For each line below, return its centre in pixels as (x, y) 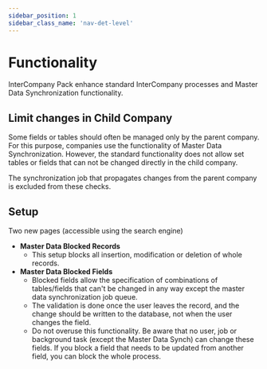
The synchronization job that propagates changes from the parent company (133, 178)
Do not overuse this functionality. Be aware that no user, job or (134, 331)
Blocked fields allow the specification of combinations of (125, 281)
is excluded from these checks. (60, 186)
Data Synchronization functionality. (66, 93)
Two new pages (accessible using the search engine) (96, 231)
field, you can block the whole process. (96, 356)
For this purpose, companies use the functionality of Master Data (115, 146)
